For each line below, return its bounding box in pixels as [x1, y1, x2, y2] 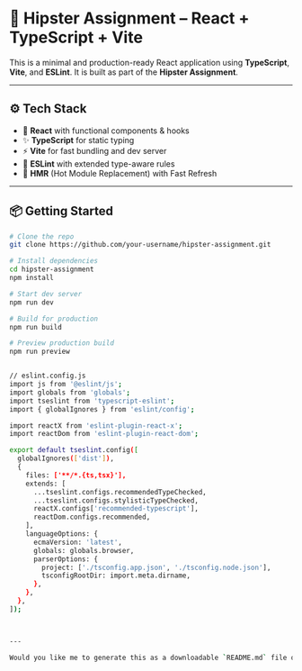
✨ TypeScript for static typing [22, 134, 135, 145]
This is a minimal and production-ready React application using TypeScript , [9, 57, 290, 68]
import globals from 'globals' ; [9, 387, 130, 397]
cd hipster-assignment [9, 265, 94, 274]
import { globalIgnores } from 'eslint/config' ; [9, 404, 195, 413]
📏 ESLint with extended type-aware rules [22, 158, 175, 169]
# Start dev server [9, 289, 83, 298]
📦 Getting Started [9, 204, 114, 219]
